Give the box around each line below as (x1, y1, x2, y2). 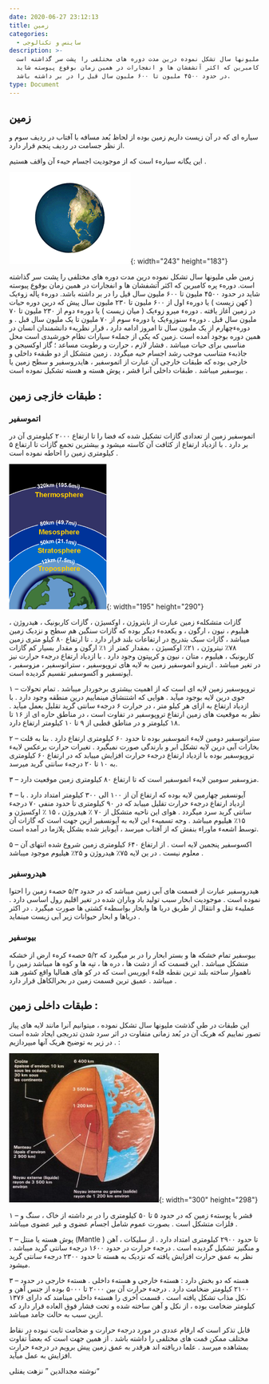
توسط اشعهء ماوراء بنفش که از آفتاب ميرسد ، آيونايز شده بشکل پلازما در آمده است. (9, 824, 259, 834)
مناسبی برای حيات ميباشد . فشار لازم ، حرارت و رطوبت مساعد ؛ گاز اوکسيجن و (9, 340, 246, 350)
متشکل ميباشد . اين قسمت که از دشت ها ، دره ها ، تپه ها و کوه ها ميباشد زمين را (9, 958, 249, 968)
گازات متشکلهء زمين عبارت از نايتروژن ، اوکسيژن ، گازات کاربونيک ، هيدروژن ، (9, 618, 242, 627)
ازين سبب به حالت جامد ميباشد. (9, 1310, 104, 1319)
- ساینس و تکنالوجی (16, 38, 81, 46)
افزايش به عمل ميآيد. (9, 1350, 73, 1360)
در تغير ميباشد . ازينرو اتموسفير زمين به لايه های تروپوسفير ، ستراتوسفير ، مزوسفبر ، (9, 660, 261, 670)
